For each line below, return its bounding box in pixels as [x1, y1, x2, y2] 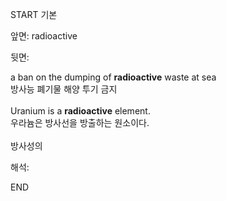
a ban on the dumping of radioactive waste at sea [10, 71, 217, 83]
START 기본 [10, 9, 58, 20]
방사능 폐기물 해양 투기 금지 [10, 83, 118, 95]
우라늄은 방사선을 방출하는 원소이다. [10, 117, 150, 128]
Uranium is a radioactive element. [10, 105, 151, 117]
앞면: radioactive [10, 30, 78, 42]
